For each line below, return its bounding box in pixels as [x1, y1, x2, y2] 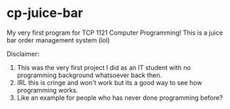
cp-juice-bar [6, 5, 83, 21]
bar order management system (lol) [6, 35, 111, 44]
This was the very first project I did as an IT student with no [16, 63, 191, 71]
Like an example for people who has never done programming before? [16, 93, 223, 102]
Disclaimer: [6, 50, 40, 58]
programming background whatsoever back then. [16, 71, 163, 79]
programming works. [16, 86, 79, 94]
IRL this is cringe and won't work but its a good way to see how [16, 78, 202, 86]
